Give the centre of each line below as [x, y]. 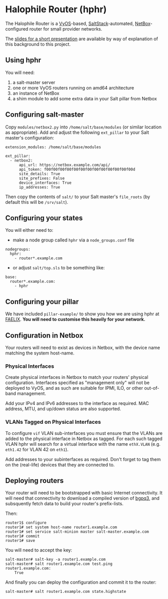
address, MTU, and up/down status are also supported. [63, 409]
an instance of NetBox [36, 93]
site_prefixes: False [42, 178]
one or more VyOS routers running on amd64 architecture [73, 88]
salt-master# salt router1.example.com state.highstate [66, 592]
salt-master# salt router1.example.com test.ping [59, 564]
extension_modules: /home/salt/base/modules [53, 147]
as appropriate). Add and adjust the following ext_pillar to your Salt [77, 132]
